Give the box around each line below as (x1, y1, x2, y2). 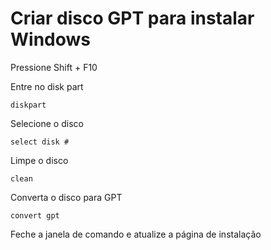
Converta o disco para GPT (10, 191, 123, 203)
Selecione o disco (10, 117, 84, 129)
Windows (10, 28, 91, 51)
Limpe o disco (10, 154, 69, 166)
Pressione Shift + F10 (10, 61, 98, 73)
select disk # (10, 137, 70, 147)
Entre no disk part (10, 80, 84, 92)
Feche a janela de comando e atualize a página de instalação (10, 228, 262, 240)
